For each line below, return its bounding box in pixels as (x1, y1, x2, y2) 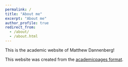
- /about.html (9, 34, 38, 39)
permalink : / (5, 7, 32, 12)
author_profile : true (5, 20, 49, 26)
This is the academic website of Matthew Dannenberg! (5, 47, 115, 53)
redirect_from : (5, 25, 36, 30)
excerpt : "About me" (5, 16, 47, 21)
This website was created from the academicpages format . (5, 56, 124, 62)
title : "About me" (5, 12, 42, 16)
